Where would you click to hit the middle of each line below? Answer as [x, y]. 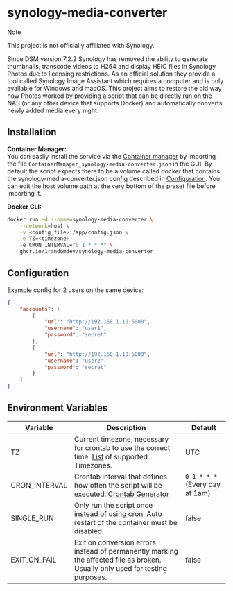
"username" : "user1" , [76, 328]
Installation [32, 132]
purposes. [90, 577]
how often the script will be [118, 485]
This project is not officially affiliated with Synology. [81, 45]
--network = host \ [45, 226]
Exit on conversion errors [115, 542]
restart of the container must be [126, 522]
